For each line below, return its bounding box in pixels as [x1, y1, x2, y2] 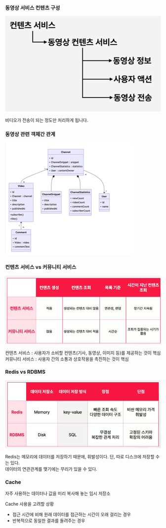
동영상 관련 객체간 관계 [5, 131, 56, 138]
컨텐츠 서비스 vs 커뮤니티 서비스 [5, 264, 77, 270]
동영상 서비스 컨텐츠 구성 [5, 4, 60, 11]
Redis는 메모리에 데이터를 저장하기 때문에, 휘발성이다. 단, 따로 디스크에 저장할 [5, 453, 155, 459]
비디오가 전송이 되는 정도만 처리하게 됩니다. [5, 117, 88, 123]
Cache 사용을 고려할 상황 [5, 501, 54, 507]
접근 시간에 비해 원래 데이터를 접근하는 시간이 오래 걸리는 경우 [12, 512, 131, 518]
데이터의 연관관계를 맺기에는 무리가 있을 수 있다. [5, 466, 98, 472]
